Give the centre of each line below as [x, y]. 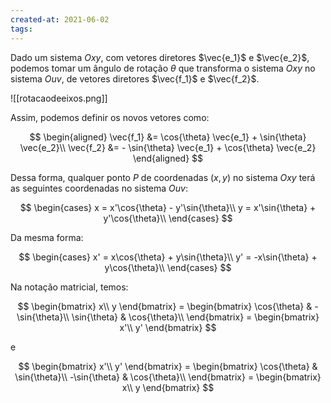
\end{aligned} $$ [168, 158]
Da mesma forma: [47, 237]
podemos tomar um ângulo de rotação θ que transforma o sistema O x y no [163, 68]
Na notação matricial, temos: [69, 287]
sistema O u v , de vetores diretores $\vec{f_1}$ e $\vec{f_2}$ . [135, 78]
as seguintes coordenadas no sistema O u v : [99, 188]
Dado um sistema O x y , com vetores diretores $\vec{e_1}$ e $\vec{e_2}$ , [160, 57]
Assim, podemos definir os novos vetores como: [110, 117]
